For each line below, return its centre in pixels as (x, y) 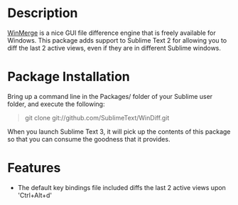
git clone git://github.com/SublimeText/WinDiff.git (97, 117)
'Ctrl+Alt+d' (35, 195)
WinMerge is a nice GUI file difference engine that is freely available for (112, 33)
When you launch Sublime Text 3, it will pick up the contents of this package (119, 131)
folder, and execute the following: (56, 104)
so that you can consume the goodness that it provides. (89, 139)
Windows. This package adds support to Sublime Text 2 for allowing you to (117, 40)
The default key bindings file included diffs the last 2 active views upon (121, 187)
